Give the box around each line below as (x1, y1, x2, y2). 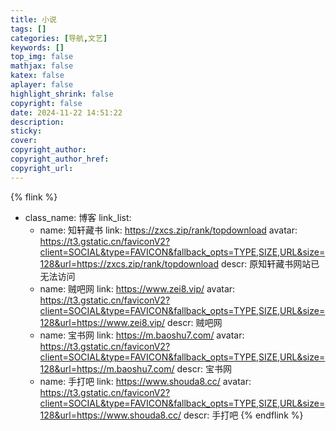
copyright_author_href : (10, 154, 110, 164)
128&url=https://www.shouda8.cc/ (39, 409, 182, 421)
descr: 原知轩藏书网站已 (220, 257, 320, 270)
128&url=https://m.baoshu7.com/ (39, 362, 175, 375)
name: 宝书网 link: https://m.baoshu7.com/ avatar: (39, 329, 245, 341)
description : (10, 117, 65, 127)
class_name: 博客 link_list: (24, 211, 132, 223)
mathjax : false (10, 61, 74, 71)
